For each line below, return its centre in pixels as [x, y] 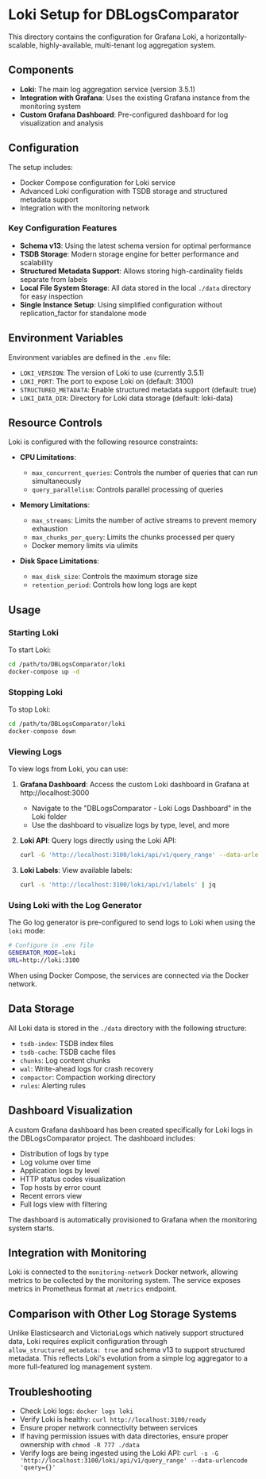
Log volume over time [55, 1162]
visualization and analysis [62, 123]
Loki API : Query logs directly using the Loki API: [98, 840]
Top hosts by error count [60, 1187]
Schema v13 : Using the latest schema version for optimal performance [135, 245]
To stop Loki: [29, 709]
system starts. [31, 1228]
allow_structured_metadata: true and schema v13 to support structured [127, 1350]
